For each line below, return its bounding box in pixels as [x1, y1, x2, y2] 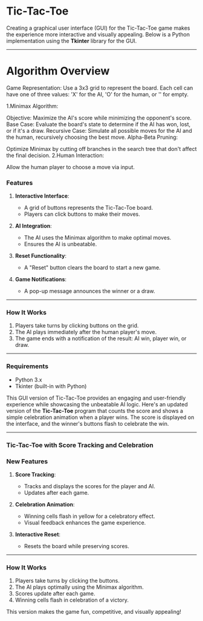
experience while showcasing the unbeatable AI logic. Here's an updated [6, 400, 188, 408]
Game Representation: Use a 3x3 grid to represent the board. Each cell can [6, 84, 193, 92]
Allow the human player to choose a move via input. [6, 163, 135, 170]
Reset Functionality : [14, 252, 67, 260]
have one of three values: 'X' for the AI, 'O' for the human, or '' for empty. [6, 90, 189, 98]
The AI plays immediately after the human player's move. [14, 329, 157, 336]
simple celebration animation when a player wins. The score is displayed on [6, 414, 195, 421]
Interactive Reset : [14, 531, 61, 538]
